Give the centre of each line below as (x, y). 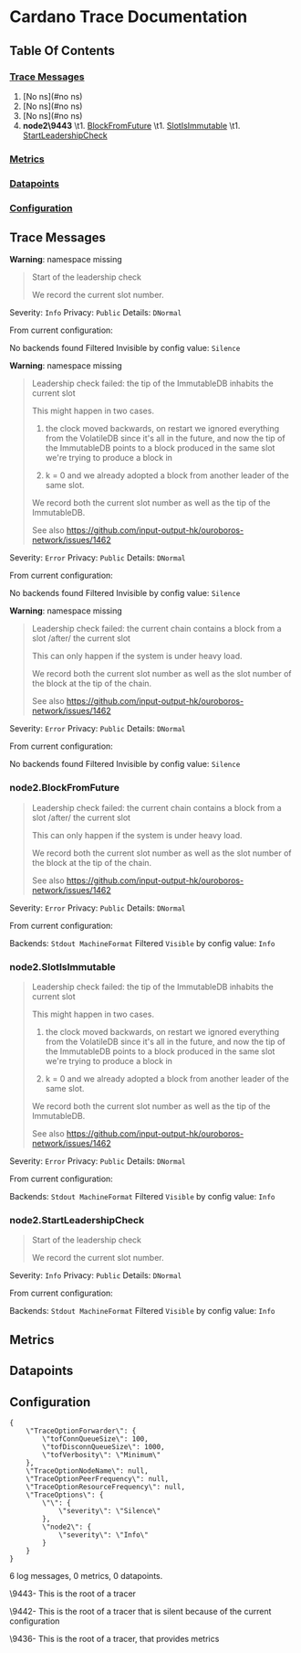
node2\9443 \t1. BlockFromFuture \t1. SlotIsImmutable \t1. (131, 125)
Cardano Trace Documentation (129, 17)
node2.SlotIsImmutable (62, 966)
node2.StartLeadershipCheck (77, 1220)
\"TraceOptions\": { (65, 1495)
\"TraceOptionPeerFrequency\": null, (98, 1478)
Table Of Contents (62, 51)
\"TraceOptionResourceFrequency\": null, (105, 1487)
